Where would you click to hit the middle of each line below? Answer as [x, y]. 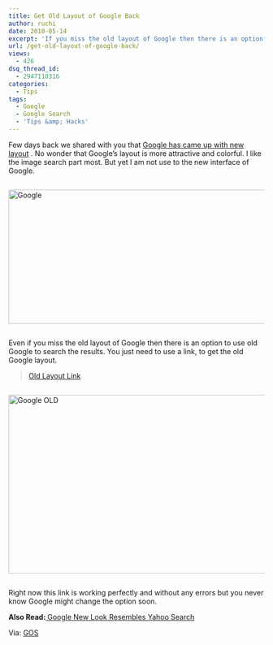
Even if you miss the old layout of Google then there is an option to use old [133, 343]
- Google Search [43, 115]
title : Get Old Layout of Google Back [74, 16]
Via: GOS [24, 632]
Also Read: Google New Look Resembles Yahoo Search [102, 617]
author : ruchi [32, 24]
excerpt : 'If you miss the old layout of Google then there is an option [136, 39]
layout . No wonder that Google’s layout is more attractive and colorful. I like [135, 153]
